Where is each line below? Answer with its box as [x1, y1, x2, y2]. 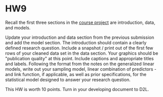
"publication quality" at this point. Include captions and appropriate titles [5, 55, 154, 61]
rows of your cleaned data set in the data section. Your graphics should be [5, 50, 159, 56]
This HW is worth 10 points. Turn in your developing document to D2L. [5, 86, 150, 92]
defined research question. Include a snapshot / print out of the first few [5, 45, 154, 51]
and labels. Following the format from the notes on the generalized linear [5, 61, 155, 67]
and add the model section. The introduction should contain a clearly [5, 39, 147, 45]
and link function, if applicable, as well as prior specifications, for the [5, 71, 147, 77]
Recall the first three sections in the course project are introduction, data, [5, 19, 156, 25]
